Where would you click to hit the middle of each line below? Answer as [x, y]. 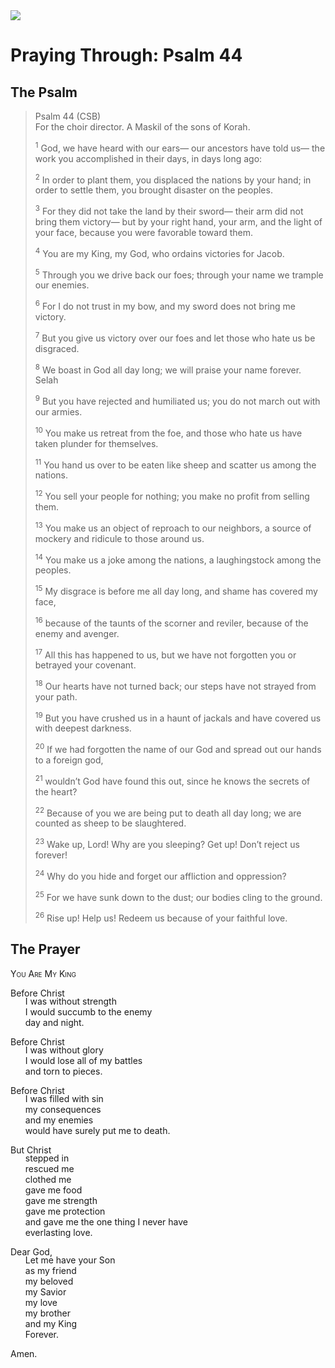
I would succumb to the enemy [88, 1011]
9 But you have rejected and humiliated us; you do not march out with [177, 400]
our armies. [58, 411]
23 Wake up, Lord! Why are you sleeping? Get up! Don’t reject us [167, 844]
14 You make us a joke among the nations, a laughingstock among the [178, 559]
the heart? [56, 791]
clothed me [48, 1179]
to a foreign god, [69, 760]
